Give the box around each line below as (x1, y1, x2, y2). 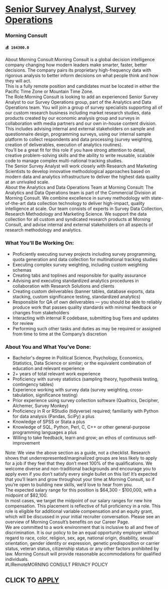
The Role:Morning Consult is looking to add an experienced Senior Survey (5, 94, 158, 100)
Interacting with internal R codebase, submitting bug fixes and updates (12, 315, 159, 321)
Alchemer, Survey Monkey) (12, 403, 69, 409)
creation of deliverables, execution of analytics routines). (5, 142, 123, 148)
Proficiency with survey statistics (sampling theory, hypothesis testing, (12, 376, 159, 382)
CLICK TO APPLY (5, 576, 59, 584)
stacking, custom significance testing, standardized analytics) (12, 293, 140, 299)
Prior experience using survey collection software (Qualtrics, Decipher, (12, 397, 159, 403)
